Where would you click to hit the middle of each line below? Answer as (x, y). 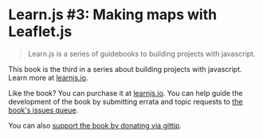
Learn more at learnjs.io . (48, 77)
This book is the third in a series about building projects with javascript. (125, 69)
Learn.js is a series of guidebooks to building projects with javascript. (141, 53)
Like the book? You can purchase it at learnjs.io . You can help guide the (126, 93)
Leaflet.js (40, 32)
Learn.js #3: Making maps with (113, 15)
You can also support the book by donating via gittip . (95, 125)
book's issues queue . (43, 110)
